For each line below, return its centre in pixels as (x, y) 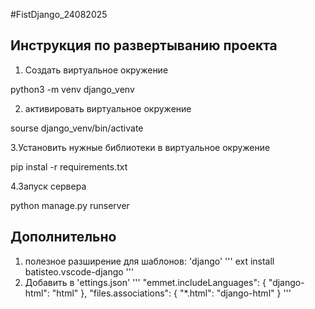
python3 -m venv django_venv (72, 89)
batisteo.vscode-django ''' (79, 271)
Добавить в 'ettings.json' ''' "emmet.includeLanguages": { (145, 282)
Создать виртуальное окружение (96, 70)
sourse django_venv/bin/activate (77, 128)
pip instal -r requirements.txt (69, 166)
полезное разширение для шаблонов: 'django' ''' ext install (149, 261)
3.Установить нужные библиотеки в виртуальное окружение (140, 147)
